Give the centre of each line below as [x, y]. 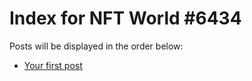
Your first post [53, 65]
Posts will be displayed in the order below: [96, 46]
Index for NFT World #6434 [125, 18]
